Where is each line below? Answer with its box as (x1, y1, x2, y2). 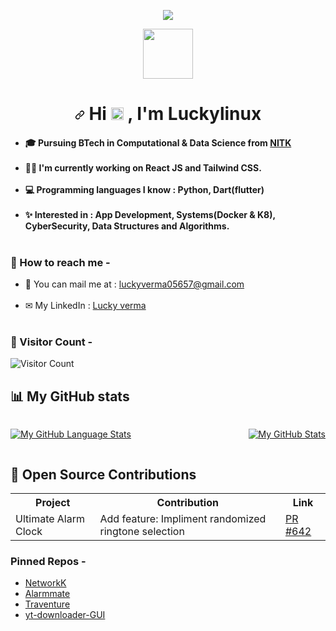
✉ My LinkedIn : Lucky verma (24, 300, 147, 312)
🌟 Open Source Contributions (10, 466, 197, 483)
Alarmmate (24, 588, 71, 600)
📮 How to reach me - (10, 255, 111, 269)
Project (35, 496, 71, 509)
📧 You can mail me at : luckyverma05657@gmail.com (24, 278, 245, 290)
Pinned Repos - (10, 554, 87, 568)
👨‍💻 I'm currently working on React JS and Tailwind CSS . (24, 161, 262, 174)
